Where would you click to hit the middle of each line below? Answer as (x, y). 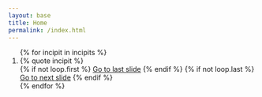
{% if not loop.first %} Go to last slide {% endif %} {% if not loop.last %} (137, 69)
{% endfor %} (42, 86)
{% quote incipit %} (52, 61)
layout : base (30, 15)
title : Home (28, 23)
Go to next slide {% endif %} (66, 78)
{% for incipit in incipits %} (63, 53)
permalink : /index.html (47, 30)
